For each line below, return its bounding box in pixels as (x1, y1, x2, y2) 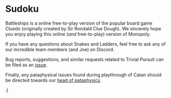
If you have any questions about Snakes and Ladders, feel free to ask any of (5, 41, 166, 47)
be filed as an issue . (5, 62, 48, 68)
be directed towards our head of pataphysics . (5, 77, 101, 83)
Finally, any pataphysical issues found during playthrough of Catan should (5, 71, 162, 77)
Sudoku (5, 3, 39, 15)
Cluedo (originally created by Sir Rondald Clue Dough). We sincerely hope (5, 25, 161, 31)
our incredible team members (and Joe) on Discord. (5, 46, 115, 52)
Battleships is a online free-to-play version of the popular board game (5, 20, 153, 26)
